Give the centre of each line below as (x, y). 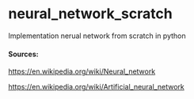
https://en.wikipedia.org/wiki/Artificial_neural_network (96, 87)
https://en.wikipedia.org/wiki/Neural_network (82, 71)
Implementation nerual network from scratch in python (97, 36)
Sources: (23, 54)
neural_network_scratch (90, 14)
